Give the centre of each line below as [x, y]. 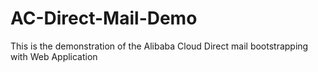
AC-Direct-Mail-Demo [104, 18]
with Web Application [54, 56]
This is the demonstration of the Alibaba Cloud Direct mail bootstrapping [159, 46]
